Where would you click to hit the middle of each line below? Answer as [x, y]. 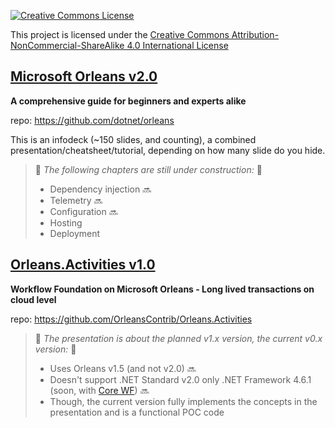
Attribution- [255, 34]
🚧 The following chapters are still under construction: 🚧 [148, 169]
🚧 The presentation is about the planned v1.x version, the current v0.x [178, 338]
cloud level [33, 299]
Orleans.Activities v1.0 [83, 265]
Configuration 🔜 [83, 211]
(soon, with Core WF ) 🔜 [99, 390]
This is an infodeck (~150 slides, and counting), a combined [133, 139]
